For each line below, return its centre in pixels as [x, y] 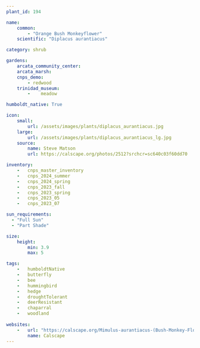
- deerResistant [40, 302]
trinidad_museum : [38, 88]
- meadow [43, 94]
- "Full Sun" [28, 220]
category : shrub [26, 50]
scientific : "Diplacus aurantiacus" [62, 39]
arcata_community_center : [49, 66]
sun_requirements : [29, 215]
